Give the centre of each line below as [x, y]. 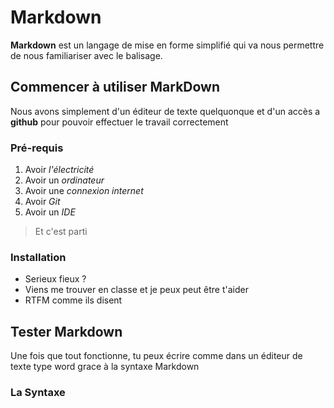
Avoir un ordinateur [64, 180]
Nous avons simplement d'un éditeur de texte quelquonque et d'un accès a [165, 111]
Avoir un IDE [50, 212]
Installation [38, 257]
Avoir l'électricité [59, 170]
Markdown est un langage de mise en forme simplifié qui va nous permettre [167, 45]
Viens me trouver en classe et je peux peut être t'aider [136, 290]
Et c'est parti [61, 232]
